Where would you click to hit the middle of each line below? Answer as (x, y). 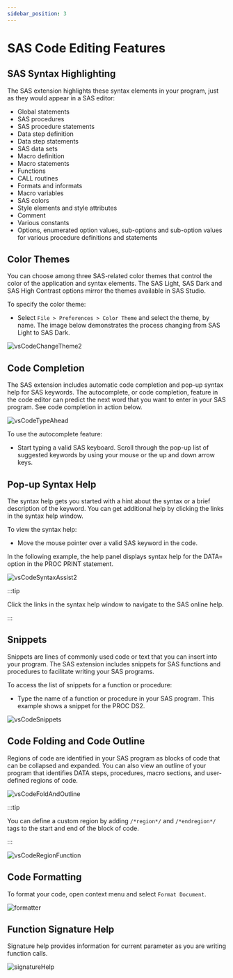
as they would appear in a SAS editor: (61, 98)
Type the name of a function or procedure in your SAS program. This (116, 698)
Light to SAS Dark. (43, 333)
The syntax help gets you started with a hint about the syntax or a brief (109, 501)
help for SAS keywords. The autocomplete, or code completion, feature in (113, 392)
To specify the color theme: (47, 305)
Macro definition (41, 156)
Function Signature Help (61, 929)
